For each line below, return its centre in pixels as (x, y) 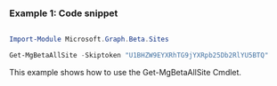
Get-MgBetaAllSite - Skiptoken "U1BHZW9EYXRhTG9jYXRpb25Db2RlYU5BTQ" (139, 56)
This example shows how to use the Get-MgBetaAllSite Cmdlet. (126, 73)
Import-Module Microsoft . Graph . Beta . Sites (89, 39)
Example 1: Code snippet (64, 13)
